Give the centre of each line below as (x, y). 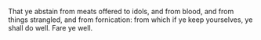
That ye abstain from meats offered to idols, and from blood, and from (121, 11)
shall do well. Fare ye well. (51, 28)
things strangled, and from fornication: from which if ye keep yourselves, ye (130, 20)
